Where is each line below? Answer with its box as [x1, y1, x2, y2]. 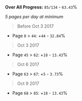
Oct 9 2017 [17, 81, 39, 86]
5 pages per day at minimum [5, 14, 64, 19]
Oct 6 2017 [17, 62, 39, 67]
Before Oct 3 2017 [17, 23, 54, 29]
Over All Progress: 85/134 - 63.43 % [5, 4, 78, 10]
